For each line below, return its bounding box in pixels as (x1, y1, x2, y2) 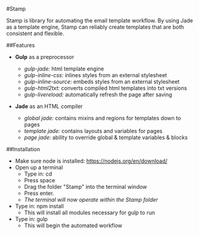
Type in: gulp (15, 216, 48, 222)
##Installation (6, 146, 41, 152)
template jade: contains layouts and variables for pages (24, 128, 163, 134)
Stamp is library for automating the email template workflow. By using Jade (6, 17, 194, 24)
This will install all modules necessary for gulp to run (24, 209, 155, 216)
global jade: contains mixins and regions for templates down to (24, 115, 181, 121)
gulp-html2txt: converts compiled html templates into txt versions (24, 84, 188, 92)
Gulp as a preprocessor (15, 53, 74, 60)
